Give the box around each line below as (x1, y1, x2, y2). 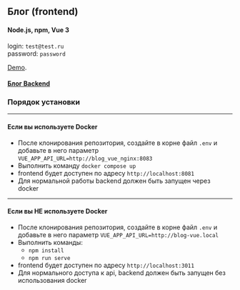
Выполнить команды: (17, 238, 84, 246)
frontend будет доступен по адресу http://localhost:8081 (17, 169, 195, 177)
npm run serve (28, 254, 71, 261)
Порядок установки (7, 97, 81, 107)
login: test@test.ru (7, 41, 64, 50)
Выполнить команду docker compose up (17, 161, 136, 170)
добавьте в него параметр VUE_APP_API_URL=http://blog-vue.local (17, 230, 219, 239)
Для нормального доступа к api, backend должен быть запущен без (17, 268, 226, 277)
